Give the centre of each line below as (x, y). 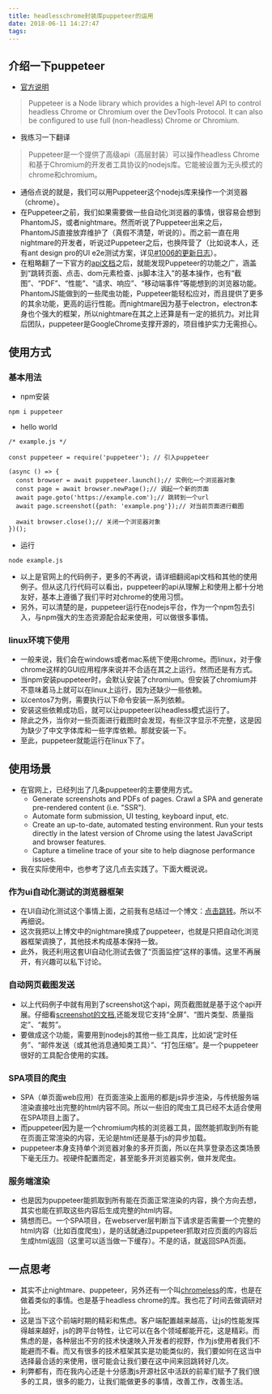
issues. (44, 859)
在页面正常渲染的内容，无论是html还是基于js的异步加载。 (115, 1137)
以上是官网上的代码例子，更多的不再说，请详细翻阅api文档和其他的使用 (138, 576)
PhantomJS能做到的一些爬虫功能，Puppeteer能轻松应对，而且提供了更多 (142, 294)
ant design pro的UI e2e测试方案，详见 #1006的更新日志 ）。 (124, 253)
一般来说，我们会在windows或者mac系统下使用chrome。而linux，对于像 (140, 659)
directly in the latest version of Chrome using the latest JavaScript (142, 833)
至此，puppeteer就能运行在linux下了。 (84, 740)
